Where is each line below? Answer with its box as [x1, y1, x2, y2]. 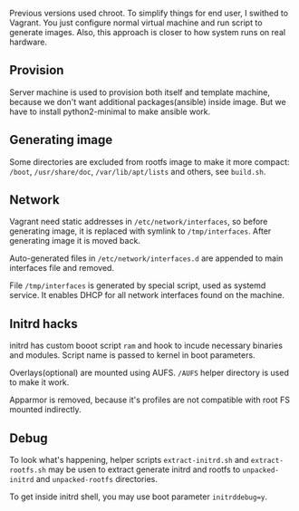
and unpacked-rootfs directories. [35, 474, 159, 485]
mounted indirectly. [9, 404, 82, 415]
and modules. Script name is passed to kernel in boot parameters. [9, 350, 256, 361]
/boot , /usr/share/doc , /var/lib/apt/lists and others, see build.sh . [9, 166, 266, 177]
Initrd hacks [9, 316, 79, 332]
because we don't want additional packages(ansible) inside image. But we [9, 96, 287, 107]
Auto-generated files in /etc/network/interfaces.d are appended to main [9, 253, 284, 264]
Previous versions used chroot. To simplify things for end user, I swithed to [9, 8, 288, 18]
